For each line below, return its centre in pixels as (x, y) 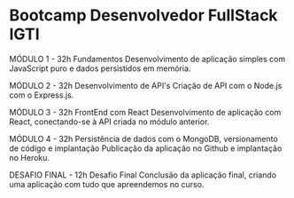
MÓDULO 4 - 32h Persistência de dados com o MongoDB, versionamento (144, 139)
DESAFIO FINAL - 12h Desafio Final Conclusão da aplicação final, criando (143, 175)
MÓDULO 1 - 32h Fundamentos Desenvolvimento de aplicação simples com (147, 59)
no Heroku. (30, 157)
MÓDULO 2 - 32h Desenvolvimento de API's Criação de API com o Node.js (146, 85)
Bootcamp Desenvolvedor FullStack (143, 16)
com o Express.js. (42, 95)
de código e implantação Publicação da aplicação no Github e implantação (146, 148)
